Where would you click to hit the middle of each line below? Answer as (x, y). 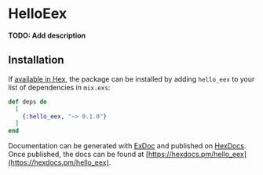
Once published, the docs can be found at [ (79, 155)
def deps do (27, 102)
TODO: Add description (47, 35)
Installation (36, 60)
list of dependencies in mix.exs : (59, 87)
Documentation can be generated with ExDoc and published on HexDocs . (127, 146)
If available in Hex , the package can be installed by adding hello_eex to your (131, 78)
